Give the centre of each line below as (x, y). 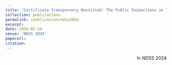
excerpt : (15, 24)
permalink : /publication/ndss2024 (42, 19)
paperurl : (16, 39)
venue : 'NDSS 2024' (26, 34)
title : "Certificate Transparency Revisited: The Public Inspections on (84, 10)
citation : (16, 44)
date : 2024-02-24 (24, 29)
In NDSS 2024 (152, 58)
